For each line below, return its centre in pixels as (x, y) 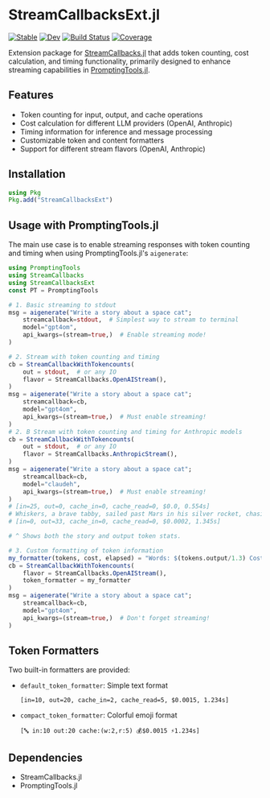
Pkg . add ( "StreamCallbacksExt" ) (61, 200)
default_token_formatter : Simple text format (94, 685)
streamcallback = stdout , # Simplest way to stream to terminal (131, 320)
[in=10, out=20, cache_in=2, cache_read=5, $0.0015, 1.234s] (125, 701)
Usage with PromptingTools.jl (84, 225)
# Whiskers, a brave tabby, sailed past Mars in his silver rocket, (125, 514)
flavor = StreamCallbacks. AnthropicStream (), (100, 454)
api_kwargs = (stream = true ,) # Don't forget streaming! (117, 618)
